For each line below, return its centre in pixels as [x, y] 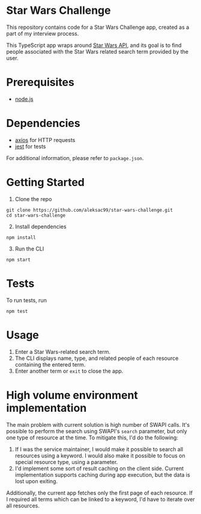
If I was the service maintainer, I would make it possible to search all [99, 449]
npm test [17, 311]
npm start [19, 259]
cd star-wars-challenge [36, 215]
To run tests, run [26, 300]
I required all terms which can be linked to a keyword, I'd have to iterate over [100, 499]
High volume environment [72, 395]
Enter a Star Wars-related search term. [63, 351]
